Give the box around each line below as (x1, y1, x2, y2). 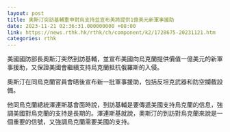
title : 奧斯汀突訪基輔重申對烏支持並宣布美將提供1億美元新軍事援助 (7, 16, 175, 23)
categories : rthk (7, 35, 57, 42)
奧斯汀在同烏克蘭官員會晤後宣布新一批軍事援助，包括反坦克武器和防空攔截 (7, 78, 217, 86)
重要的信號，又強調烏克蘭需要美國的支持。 (12, 118, 133, 126)
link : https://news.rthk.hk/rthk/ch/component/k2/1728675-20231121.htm (7, 29, 216, 36)
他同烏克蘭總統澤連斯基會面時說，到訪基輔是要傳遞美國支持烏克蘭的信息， (7, 101, 217, 109)
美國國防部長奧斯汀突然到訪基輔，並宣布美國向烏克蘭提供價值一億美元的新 (7, 55, 217, 63)
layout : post (7, 10, 44, 17)
